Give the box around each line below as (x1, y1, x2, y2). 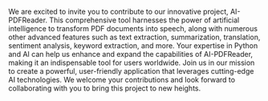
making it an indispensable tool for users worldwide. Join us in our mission (8, 58, 255, 67)
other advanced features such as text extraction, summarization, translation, (8, 32, 261, 42)
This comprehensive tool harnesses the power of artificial (49, 15, 240, 25)
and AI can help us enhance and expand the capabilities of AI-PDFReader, (8, 50, 254, 59)
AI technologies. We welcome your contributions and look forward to (8, 75, 235, 84)
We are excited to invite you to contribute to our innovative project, (8, 7, 229, 16)
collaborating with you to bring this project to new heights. (8, 83, 201, 93)
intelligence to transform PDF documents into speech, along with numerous (8, 24, 258, 33)
